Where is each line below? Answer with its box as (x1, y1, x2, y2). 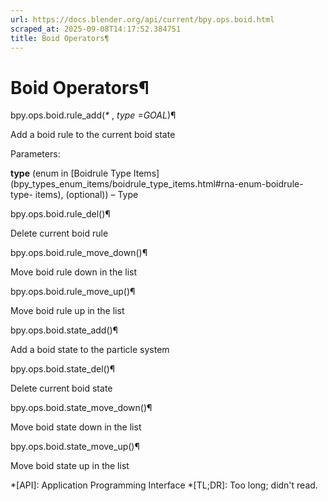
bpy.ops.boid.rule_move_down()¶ (10, 247, 148, 259)
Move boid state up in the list (10, 460, 130, 472)
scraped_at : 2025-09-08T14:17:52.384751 (10, 24, 182, 34)
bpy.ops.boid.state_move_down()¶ (10, 402, 153, 414)
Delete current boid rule (10, 227, 109, 240)
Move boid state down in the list (10, 421, 142, 433)
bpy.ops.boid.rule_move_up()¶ (10, 286, 136, 298)
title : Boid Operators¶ (10, 33, 110, 43)
